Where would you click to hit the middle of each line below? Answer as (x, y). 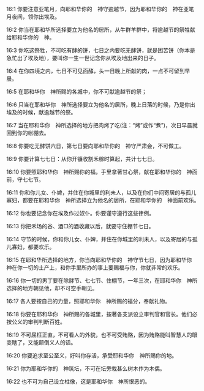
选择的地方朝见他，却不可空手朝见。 (52, 288)
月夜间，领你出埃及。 (33, 17)
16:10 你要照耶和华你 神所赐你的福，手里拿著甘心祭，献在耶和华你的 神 (99, 172)
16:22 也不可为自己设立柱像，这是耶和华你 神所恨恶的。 (78, 382)
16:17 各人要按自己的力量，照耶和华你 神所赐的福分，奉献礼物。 (88, 301)
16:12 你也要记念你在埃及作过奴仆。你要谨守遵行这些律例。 (81, 213)
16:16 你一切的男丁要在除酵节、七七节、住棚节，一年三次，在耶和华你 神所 (102, 281)
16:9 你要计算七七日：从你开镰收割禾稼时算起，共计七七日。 (82, 159)
